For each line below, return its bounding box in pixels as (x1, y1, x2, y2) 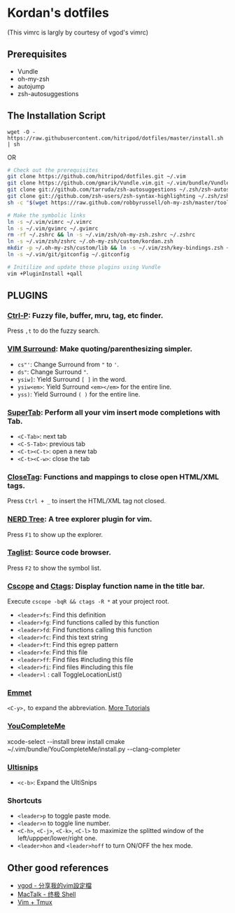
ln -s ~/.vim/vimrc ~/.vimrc (7, 218, 92, 225)
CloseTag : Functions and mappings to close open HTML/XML (7, 472, 220, 481)
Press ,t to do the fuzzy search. (7, 326, 100, 335)
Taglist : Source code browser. (7, 547, 112, 557)
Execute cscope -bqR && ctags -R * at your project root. (7, 597, 170, 606)
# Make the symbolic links (7, 212, 86, 219)
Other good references (7, 862, 109, 874)
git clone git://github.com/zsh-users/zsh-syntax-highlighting (7, 193, 196, 200)
